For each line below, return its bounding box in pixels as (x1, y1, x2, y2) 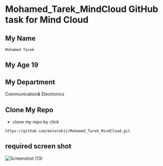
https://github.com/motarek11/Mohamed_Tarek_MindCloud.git (5, 128, 131, 133)
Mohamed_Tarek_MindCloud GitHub (5, 3, 159, 15)
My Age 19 (5, 61, 39, 69)
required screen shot (5, 142, 71, 150)
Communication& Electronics (5, 91, 65, 97)
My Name (5, 34, 36, 42)
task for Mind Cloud (5, 14, 89, 25)
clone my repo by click (12, 119, 59, 125)
